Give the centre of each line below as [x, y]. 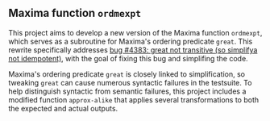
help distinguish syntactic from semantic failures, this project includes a [127, 91]
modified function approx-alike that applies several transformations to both [134, 99]
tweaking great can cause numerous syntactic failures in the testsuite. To [130, 82]
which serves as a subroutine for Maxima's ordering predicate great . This [131, 41]
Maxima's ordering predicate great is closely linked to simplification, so [127, 74]
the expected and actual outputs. [63, 108]
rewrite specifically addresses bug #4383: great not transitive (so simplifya [133, 50]
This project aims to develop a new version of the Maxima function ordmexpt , [135, 32]
